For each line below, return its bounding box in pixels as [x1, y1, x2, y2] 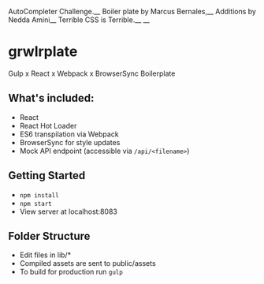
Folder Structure [8, 229, 91, 243]
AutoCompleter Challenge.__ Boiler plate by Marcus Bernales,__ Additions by [8, 7, 256, 16]
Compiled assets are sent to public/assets [19, 259, 156, 268]
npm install [19, 191, 59, 200]
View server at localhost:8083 [19, 207, 118, 216]
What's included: [8, 92, 95, 105]
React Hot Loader [19, 121, 77, 130]
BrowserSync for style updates [19, 137, 121, 147]
